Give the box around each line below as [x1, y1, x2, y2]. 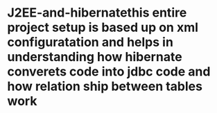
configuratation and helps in [7, 35, 173, 50]
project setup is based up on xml [7, 19, 199, 35]
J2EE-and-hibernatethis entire [7, 5, 187, 21]
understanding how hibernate [7, 49, 182, 65]
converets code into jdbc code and [7, 64, 211, 80]
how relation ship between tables [7, 78, 203, 94]
